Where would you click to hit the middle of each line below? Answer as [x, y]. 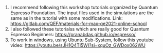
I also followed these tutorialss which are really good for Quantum [80, 29]
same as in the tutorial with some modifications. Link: [67, 18]
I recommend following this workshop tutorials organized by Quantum [84, 7]
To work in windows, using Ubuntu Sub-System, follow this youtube [82, 40]
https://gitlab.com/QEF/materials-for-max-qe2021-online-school [78, 23]
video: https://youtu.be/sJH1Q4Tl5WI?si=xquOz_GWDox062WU [78, 45]
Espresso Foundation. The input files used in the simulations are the [82, 13]
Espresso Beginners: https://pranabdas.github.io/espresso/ [73, 34]
